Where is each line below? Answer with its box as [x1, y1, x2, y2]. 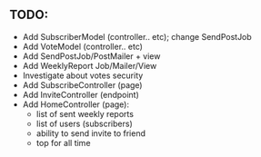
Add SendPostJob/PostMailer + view [22, 50, 161, 62]
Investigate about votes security [22, 70, 144, 81]
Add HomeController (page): [22, 99, 130, 110]
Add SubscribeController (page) [22, 79, 143, 90]
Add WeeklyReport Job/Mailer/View [22, 60, 157, 71]
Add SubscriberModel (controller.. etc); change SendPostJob [22, 31, 252, 42]
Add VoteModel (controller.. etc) [22, 41, 144, 52]
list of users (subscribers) [35, 118, 134, 129]
